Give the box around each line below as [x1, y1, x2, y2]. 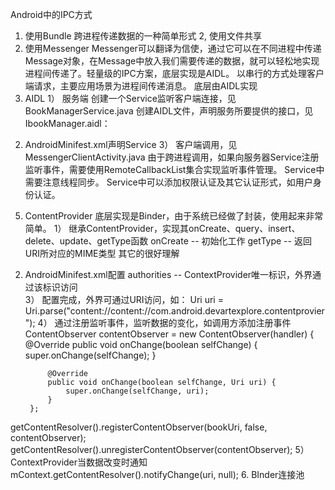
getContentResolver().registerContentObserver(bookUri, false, [10, 421, 268, 433]
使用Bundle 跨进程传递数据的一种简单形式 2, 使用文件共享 [24, 30, 263, 42]
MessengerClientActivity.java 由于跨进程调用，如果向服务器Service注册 [24, 151, 320, 163]
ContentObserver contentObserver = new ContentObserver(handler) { [24, 328, 315, 340]
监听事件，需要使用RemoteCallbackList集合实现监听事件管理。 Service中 [24, 164, 325, 175]
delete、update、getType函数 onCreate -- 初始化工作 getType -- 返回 [24, 235, 312, 247]
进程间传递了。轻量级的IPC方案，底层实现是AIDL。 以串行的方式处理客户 [24, 68, 325, 79]
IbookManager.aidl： [24, 118, 111, 129]
